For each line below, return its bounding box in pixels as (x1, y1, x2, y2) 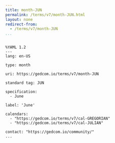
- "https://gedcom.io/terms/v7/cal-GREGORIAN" (10, 116, 110, 121)
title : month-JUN (5, 7, 42, 13)
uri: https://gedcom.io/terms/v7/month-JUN (5, 72, 99, 77)
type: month (5, 63, 31, 68)
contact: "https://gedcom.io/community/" (5, 129, 95, 135)
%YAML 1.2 (5, 45, 26, 50)
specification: (5, 90, 38, 95)
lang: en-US (5, 54, 31, 59)
